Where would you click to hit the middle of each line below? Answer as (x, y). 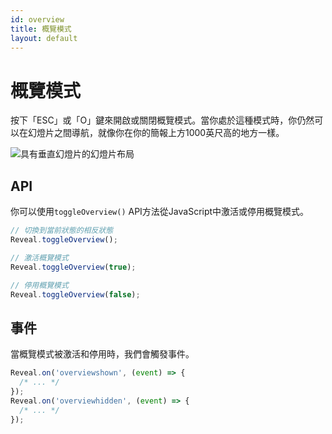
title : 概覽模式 (41, 29)
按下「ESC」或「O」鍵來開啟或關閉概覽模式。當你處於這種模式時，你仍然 (162, 120)
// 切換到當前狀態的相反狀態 (62, 231)
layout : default (44, 38)
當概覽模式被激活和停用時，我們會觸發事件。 (102, 354)
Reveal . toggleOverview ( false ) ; (75, 294)
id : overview (37, 19)
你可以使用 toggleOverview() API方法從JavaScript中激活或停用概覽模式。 (160, 212)
